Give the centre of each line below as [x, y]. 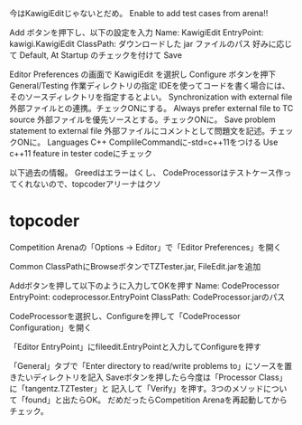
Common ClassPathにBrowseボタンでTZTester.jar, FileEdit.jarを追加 [135, 266]
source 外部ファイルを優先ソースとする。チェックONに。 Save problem [142, 119]
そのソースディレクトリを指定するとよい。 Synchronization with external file [151, 97]
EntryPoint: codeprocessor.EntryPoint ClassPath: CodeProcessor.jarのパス [147, 297]
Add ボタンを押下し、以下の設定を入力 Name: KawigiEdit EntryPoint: [137, 33]
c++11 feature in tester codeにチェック [81, 153]
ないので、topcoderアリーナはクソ [97, 184]
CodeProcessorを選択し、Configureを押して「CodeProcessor [125, 316]
